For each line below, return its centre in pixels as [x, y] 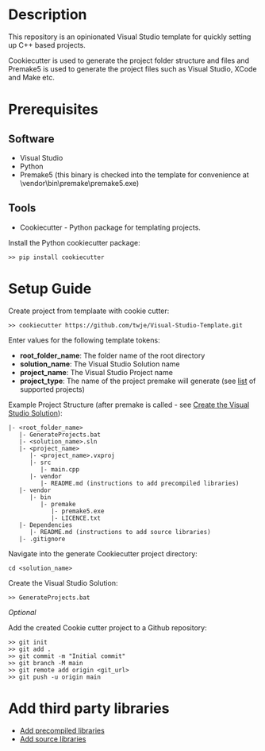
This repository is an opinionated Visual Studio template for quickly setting [130, 37]
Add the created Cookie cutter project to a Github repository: [108, 627]
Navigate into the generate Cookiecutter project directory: [103, 553]
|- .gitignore [42, 539]
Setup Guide [50, 288]
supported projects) [52, 389]
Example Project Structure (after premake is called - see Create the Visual [129, 405]
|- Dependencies [46, 525]
